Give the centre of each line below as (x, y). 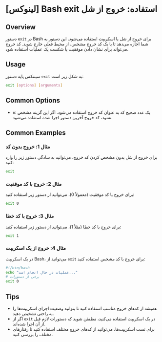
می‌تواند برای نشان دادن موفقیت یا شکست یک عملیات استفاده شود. (67, 49)
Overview (21, 27)
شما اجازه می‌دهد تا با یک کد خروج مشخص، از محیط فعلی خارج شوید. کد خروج (77, 44)
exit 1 (12, 235)
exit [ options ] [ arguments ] (34, 85)
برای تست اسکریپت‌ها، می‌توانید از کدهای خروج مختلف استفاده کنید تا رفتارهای (84, 329)
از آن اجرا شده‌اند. (29, 324)
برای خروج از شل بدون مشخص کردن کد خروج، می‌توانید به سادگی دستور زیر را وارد (81, 157)
